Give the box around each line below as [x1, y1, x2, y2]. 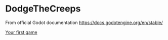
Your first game [5, 29, 37, 35]
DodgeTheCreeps [5, 3, 81, 14]
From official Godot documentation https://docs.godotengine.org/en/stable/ [5, 19, 163, 25]
